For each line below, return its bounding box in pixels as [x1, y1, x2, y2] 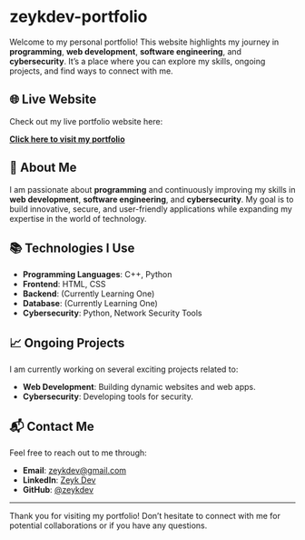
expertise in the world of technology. [9, 213, 147, 224]
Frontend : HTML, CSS [22, 279, 106, 290]
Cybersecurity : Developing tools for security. [22, 391, 193, 402]
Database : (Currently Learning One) [22, 298, 159, 309]
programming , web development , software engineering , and [9, 45, 242, 56]
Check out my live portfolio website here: [9, 115, 163, 126]
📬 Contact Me [9, 418, 94, 434]
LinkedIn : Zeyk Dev [22, 475, 96, 485]
